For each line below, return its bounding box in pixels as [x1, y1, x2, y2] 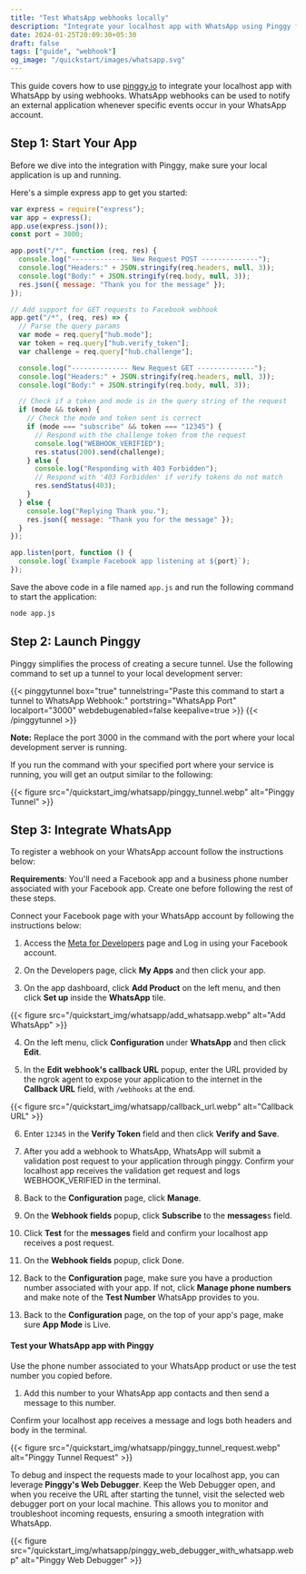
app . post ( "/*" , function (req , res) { [10, 246, 157, 255]
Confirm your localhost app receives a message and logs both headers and [10, 1414, 292, 1426]
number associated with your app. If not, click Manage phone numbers [23, 1282, 291, 1293]
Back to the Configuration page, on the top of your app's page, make [23, 1310, 284, 1321]
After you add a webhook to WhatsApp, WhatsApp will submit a [23, 1146, 262, 1157]
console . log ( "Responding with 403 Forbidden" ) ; [34, 464, 219, 473]
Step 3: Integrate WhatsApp [10, 823, 172, 838]
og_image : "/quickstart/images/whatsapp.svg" [10, 55, 185, 64]
